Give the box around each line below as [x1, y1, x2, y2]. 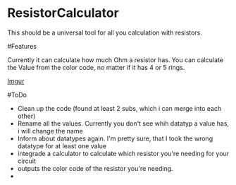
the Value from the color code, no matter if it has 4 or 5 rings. [7, 63, 185, 71]
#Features [7, 42, 37, 50]
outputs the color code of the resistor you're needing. [17, 164, 174, 172]
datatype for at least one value [17, 141, 107, 150]
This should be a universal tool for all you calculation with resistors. [7, 28, 203, 37]
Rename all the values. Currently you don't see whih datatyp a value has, [17, 119, 230, 128]
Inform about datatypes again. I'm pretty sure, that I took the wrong [17, 134, 213, 143]
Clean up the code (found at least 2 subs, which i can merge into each [17, 104, 222, 112]
